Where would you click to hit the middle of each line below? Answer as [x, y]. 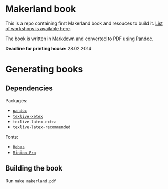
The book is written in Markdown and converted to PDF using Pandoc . [79, 39]
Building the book [34, 168]
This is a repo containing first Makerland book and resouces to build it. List [84, 23]
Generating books [44, 69]
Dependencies [29, 88]
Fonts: [12, 137]
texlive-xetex [28, 116]
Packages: [16, 100]
